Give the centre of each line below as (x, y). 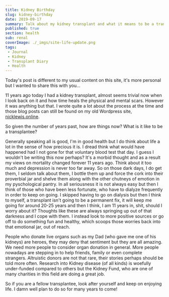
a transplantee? (21, 132)
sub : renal (17, 38)
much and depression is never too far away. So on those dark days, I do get (83, 168)
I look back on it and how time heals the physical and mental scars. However (84, 101)
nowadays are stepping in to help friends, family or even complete (74, 253)
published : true (22, 29)
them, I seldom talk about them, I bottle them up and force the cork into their (84, 173)
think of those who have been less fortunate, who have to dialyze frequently (84, 189)
